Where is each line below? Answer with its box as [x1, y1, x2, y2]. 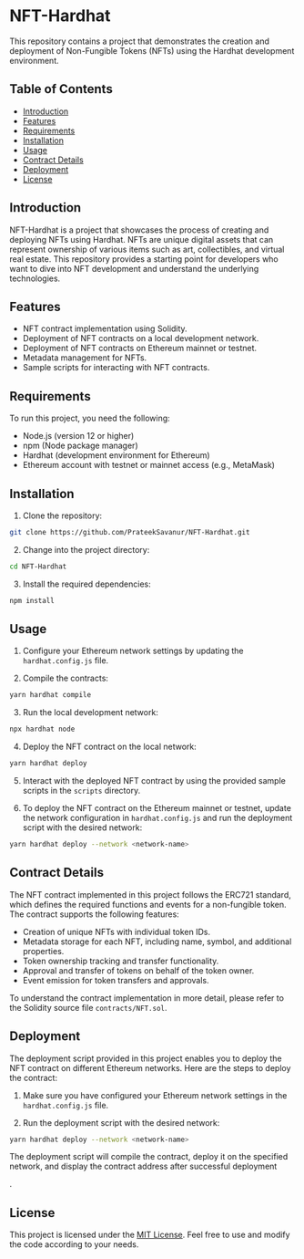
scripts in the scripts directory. [22, 786, 141, 796]
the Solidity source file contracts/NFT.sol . [9, 1002, 167, 1013]
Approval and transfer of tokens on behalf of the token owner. [22, 964, 255, 976]
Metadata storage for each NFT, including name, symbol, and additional [22, 936, 292, 947]
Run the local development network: [22, 707, 159, 718]
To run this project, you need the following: [9, 412, 170, 424]
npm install [9, 596, 55, 605]
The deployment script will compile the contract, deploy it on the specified [9, 1151, 289, 1162]
